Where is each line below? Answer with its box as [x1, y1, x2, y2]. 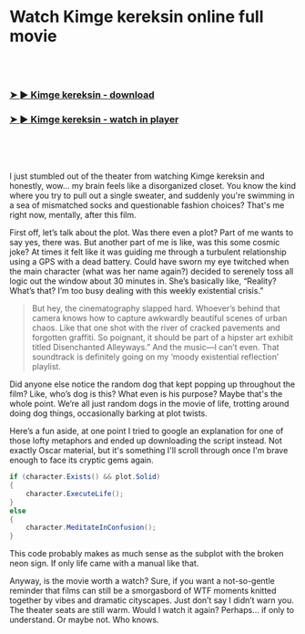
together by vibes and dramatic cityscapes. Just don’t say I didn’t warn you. [9, 595, 294, 606]
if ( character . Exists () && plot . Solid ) [9, 473, 161, 482]
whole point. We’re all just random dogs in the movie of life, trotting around [9, 399, 290, 410]
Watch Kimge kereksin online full [9, 6, 264, 27]
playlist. [31, 361, 62, 372]
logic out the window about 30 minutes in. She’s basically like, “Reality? [9, 275, 277, 286]
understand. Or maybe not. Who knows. [9, 614, 159, 626]
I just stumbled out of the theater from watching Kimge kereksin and [9, 171, 266, 182]
